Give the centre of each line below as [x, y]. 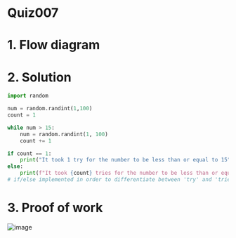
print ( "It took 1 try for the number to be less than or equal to [119, 160]
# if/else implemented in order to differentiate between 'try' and [110, 180]
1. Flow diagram [54, 45]
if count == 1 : [29, 153]
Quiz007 [33, 13]
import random [28, 96]
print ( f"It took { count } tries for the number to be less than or [119, 173]
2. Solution [39, 77]
